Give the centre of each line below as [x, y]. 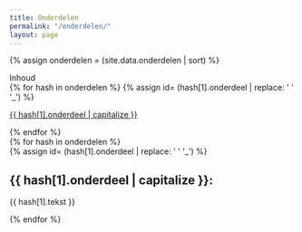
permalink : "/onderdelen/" [60, 26]
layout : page [34, 34]
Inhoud [23, 78]
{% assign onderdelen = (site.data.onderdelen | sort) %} [115, 61]
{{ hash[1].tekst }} [42, 202]
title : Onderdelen [44, 18]
